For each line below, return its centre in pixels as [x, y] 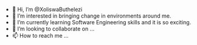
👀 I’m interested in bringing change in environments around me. [92, 16]
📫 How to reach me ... [40, 36]
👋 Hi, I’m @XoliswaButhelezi [47, 9]
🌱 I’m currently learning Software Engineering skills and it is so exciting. [102, 22]
